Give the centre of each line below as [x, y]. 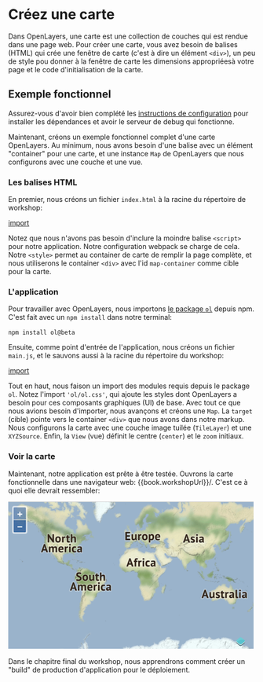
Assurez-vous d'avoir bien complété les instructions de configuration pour [128, 113]
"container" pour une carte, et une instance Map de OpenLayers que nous [126, 153]
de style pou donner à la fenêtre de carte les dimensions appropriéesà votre [131, 61]
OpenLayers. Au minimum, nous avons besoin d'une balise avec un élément [131, 145]
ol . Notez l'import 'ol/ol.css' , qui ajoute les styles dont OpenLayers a [123, 394]
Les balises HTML [43, 182]
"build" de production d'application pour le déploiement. [99, 669]
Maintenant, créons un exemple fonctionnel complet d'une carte [112, 137]
